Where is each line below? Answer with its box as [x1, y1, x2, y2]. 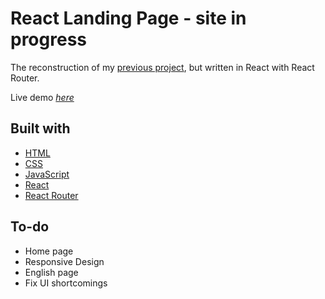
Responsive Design [24, 255, 105, 267]
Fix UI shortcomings [24, 277, 108, 289]
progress [10, 28, 87, 51]
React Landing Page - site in [10, 7, 247, 30]
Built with [10, 120, 71, 137]
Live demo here [10, 91, 75, 103]
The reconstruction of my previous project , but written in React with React [10, 61, 315, 73]
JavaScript [24, 168, 70, 180]
